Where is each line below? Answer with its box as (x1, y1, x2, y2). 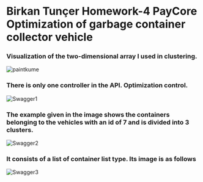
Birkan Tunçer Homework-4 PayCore (6, 4, 197, 18)
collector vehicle (6, 31, 93, 44)
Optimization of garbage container (6, 17, 186, 31)
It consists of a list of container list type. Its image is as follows (6, 155, 197, 163)
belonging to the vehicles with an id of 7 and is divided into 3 (6, 118, 190, 126)
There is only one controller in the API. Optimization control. (6, 81, 188, 90)
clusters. (6, 125, 34, 134)
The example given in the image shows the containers (6, 110, 170, 118)
